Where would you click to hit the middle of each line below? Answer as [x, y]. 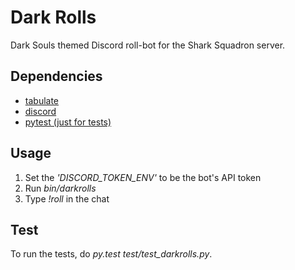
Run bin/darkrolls [60, 188]
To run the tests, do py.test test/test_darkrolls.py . [111, 254]
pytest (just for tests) [68, 122]
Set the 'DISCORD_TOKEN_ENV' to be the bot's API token [143, 177]
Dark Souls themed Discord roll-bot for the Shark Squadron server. [148, 45]
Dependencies [56, 76]
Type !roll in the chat [67, 198]
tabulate [42, 100]
